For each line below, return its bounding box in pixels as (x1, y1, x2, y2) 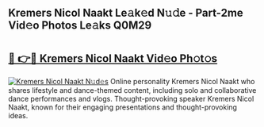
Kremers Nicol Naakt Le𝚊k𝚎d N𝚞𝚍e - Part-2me (8, 6, 243, 20)
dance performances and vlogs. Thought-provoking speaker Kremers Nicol (8, 94, 254, 103)
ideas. (8, 111, 29, 120)
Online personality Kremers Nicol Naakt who (109, 77, 255, 86)
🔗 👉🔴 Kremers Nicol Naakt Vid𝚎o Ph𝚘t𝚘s (8, 52, 218, 65)
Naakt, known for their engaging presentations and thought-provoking (8, 102, 238, 112)
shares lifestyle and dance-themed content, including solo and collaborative (8, 86, 257, 94)
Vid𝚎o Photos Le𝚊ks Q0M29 (8, 19, 152, 33)
